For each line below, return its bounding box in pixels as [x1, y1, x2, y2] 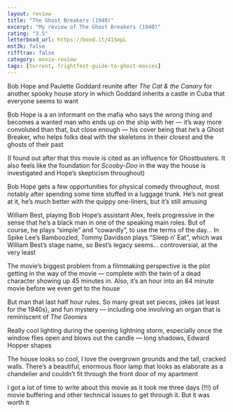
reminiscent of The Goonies [7, 312, 87, 321]
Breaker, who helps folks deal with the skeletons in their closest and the [7, 133, 214, 141]
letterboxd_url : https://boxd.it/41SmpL [7, 36, 127, 44]
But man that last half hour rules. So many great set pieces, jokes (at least [7, 298, 220, 306]
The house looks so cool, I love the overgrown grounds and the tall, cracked [7, 354, 226, 363]
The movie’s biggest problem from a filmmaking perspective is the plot [7, 261, 211, 270]
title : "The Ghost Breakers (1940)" [7, 17, 114, 24]
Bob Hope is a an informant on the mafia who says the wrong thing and [7, 110, 213, 119]
